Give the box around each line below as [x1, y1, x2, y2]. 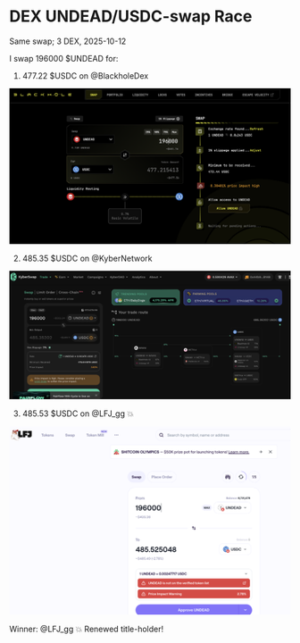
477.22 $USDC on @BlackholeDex [21, 70, 149, 81]
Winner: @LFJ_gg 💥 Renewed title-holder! [9, 623, 164, 634]
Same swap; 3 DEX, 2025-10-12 [9, 36, 127, 46]
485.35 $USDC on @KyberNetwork [21, 253, 154, 263]
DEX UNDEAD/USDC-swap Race [9, 6, 253, 27]
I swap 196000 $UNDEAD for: [9, 53, 119, 63]
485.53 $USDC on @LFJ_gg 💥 [21, 408, 134, 419]
